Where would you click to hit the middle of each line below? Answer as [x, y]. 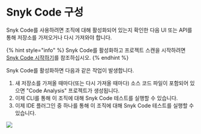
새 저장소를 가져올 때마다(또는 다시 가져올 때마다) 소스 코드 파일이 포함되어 [102, 83]
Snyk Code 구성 [45, 12]
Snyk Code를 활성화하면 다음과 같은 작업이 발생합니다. [70, 70]
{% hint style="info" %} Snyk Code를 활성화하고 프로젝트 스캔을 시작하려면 [96, 50]
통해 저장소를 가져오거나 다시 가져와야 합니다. [59, 37]
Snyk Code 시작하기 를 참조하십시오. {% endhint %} [67, 57]
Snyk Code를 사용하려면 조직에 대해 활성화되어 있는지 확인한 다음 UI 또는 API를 [99, 30]
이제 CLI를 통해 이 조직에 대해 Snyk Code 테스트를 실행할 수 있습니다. [96, 98]
